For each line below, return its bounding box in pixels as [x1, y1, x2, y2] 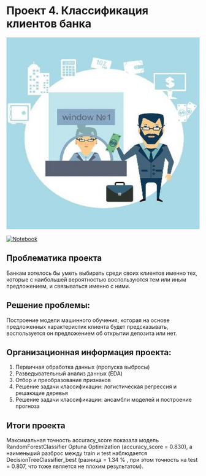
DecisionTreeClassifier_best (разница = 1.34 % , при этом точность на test [6, 456, 198, 464]
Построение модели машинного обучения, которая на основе [6, 317, 170, 324]
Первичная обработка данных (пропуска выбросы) [15, 363, 150, 371]
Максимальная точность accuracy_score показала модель [6, 437, 159, 444]
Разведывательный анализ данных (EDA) [15, 370, 123, 377]
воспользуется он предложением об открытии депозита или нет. [6, 329, 177, 337]
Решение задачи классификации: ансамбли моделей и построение [15, 396, 192, 404]
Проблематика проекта [6, 253, 102, 264]
